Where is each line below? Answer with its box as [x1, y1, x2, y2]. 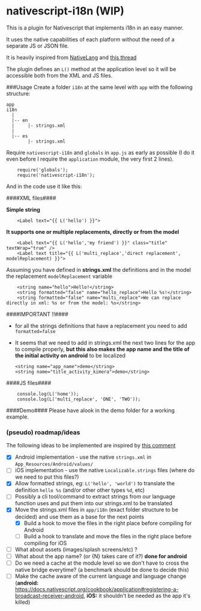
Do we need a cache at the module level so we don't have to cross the [14, 559, 189, 566]
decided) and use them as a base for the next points [14, 513, 145, 520]
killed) [14, 598, 31, 606]
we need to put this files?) [14, 473, 79, 481]
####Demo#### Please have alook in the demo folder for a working [6, 407, 175, 414]
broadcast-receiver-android [14, 592, 84, 599]
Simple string [6, 206, 41, 213]
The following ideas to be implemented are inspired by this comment [6, 442, 176, 449]
